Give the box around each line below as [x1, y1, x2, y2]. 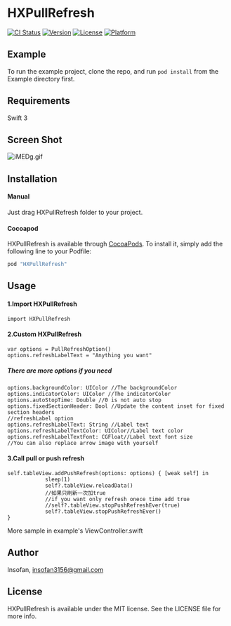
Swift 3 [7, 114, 28, 122]
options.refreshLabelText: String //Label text [7, 421, 150, 428]
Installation [7, 173, 58, 185]
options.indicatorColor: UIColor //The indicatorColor [7, 390, 171, 397]
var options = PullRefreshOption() [7, 345, 112, 352]
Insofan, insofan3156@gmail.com [7, 565, 104, 573]
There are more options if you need [7, 366, 112, 375]
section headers [7, 408, 55, 415]
